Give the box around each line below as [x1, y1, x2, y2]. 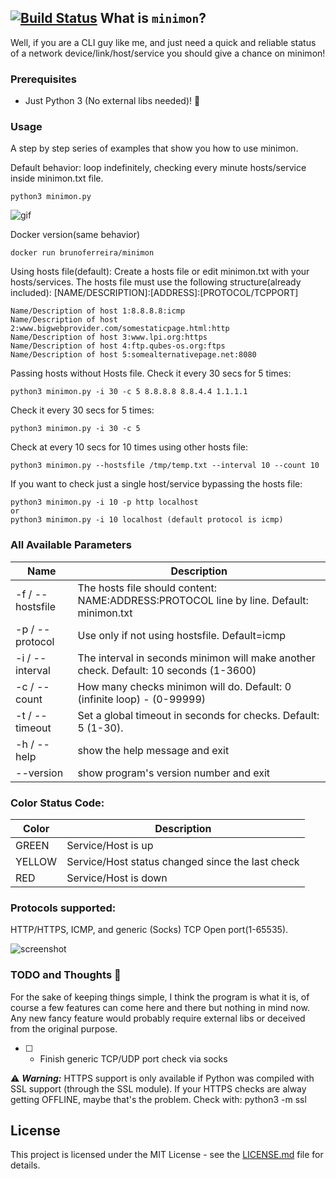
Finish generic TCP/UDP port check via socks [39, 1052, 228, 1065]
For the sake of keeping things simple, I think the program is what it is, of [10, 991, 310, 1003]
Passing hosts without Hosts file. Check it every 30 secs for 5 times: [10, 367, 292, 380]
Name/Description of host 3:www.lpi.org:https [10, 332, 208, 343]
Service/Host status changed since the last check [66, 855, 300, 868]
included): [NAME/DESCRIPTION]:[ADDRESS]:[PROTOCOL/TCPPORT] [10, 287, 299, 299]
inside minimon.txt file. [10, 172, 104, 185]
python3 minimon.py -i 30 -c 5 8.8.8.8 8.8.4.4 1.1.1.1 [10, 387, 248, 397]
